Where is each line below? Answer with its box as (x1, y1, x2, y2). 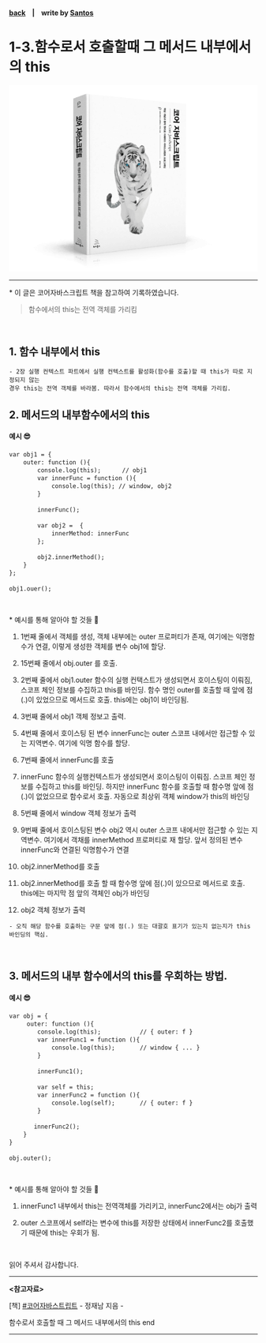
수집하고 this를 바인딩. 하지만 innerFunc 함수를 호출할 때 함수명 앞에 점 (35, 782, 254, 791)
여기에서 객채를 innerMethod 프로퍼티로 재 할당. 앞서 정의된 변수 (43, 835, 243, 844)
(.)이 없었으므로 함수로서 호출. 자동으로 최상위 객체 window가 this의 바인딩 (20, 791, 250, 801)
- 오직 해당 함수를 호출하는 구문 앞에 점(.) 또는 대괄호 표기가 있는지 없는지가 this (9, 922, 251, 930)
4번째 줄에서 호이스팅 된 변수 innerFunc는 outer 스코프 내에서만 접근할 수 (20, 728, 247, 737)
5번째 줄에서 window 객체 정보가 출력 (20, 808, 137, 818)
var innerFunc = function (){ (37, 474, 137, 482)
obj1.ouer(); (9, 584, 52, 593)
